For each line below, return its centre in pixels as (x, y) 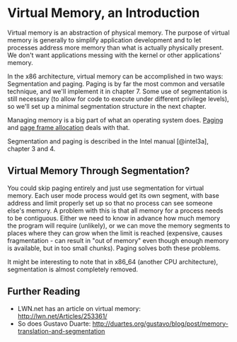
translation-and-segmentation (61, 331)
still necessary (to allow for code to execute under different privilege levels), (118, 99)
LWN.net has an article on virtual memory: (79, 308)
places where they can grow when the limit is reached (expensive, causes (115, 233)
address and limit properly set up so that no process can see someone (110, 203)
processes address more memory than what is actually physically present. (116, 47)
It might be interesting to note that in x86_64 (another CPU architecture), (112, 261)
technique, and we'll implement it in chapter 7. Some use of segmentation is (117, 91)
